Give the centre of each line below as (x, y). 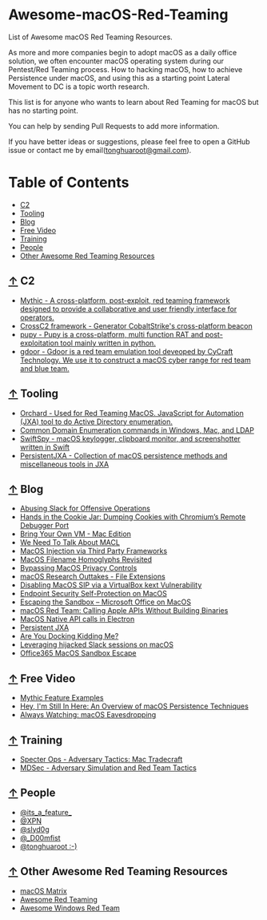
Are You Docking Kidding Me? (69, 636)
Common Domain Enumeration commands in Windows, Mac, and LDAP (137, 430)
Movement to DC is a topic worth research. (79, 87)
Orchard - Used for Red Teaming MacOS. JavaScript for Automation (132, 413)
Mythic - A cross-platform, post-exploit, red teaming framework (125, 300)
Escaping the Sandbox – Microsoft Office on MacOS (106, 602)
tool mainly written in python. (108, 343)
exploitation (39, 343)
